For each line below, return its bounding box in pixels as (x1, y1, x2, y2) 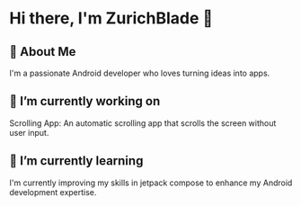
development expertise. (9, 186, 97, 197)
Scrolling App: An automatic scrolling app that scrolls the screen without (9, 117, 277, 129)
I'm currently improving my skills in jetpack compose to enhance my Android (9, 177, 293, 188)
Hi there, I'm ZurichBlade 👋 (9, 8, 214, 29)
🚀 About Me (9, 44, 76, 59)
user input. (9, 127, 49, 138)
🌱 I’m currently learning (9, 153, 144, 169)
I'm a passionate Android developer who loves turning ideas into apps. (9, 67, 270, 78)
